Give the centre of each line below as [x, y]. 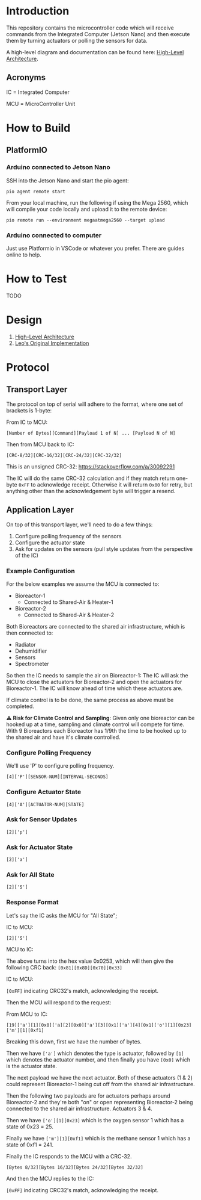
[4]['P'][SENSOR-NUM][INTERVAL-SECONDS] [58, 777]
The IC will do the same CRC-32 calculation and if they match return [91, 478]
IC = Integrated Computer [38, 92]
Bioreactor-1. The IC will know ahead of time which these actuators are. [94, 688]
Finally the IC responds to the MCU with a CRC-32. [69, 1156]
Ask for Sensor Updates [42, 819]
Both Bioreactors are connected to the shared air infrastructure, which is [96, 626]
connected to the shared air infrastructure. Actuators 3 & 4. [79, 1108]
